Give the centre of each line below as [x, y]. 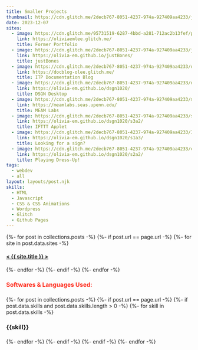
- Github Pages [30, 220]
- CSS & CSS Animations [40, 204]
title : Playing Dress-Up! [49, 160]
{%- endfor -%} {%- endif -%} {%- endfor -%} [63, 270]
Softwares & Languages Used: [49, 285]
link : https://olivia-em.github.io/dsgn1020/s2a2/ [80, 154]
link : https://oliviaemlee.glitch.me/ [64, 39]
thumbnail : [19, 17]
